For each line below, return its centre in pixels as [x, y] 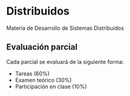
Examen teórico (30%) [43, 80]
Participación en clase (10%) [51, 86]
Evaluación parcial [42, 47]
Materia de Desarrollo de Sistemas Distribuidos [65, 28]
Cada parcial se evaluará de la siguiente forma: [65, 61]
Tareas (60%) [32, 74]
